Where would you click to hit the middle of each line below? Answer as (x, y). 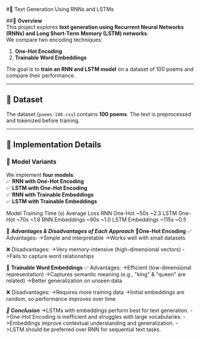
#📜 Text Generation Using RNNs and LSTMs (60, 9)
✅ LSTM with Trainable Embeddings (51, 201)
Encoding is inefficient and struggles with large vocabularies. (107, 316)
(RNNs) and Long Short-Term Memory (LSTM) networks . (77, 33)
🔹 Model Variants (31, 162)
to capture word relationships (58, 256)
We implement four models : (40, 175)
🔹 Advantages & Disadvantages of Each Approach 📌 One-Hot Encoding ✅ (99, 231)
